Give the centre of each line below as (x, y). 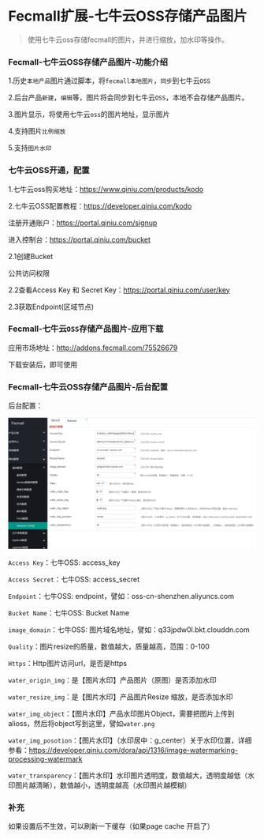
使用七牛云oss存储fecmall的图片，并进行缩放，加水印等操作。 (128, 40)
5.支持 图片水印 (30, 148)
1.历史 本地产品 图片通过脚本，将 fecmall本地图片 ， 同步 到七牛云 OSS (110, 81)
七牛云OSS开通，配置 (49, 171)
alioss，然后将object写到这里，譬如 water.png (82, 723)
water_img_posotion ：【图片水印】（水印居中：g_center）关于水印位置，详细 (130, 740)
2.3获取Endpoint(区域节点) (51, 307)
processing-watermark (45, 758)
